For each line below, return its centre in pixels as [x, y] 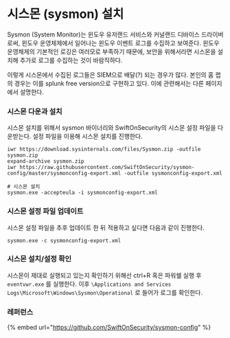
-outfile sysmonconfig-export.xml [173, 173]
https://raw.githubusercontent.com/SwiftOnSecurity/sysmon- [107, 168]
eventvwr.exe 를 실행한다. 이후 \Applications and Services [89, 284]
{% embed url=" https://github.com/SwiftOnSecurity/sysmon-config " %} [109, 328]
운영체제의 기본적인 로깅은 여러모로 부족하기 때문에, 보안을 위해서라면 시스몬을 [112, 52]
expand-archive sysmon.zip [46, 161]
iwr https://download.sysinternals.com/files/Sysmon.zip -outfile [104, 149]
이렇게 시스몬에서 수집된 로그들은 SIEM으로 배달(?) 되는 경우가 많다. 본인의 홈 [111, 75]
